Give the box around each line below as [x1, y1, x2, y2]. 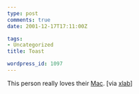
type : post [7, 10, 39, 17]
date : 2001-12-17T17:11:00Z [7, 23, 88, 30]
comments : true [7, 16, 51, 23]
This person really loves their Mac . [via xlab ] [7, 79, 133, 87]
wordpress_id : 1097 [7, 60, 63, 67]
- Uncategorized [7, 42, 54, 49]
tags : [7, 35, 23, 42]
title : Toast [7, 48, 45, 55]
